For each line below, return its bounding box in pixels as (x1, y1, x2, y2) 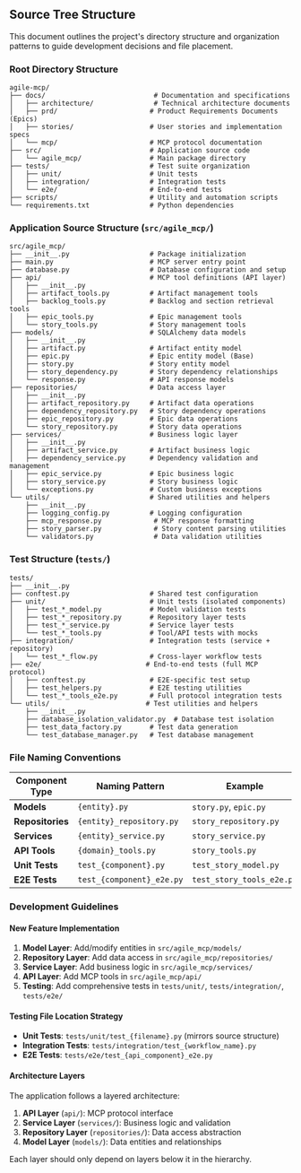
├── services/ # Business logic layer (9, 430, 239, 439)
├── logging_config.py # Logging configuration (25, 508, 243, 518)
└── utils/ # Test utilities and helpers (9, 699, 258, 708)
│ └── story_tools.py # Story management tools (9, 320, 246, 330)
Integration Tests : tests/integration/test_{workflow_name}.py (21, 1040, 257, 1051)
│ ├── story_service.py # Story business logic (9, 477, 239, 487)
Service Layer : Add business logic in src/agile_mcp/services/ (21, 961, 254, 972)
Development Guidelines (9, 900, 119, 913)
